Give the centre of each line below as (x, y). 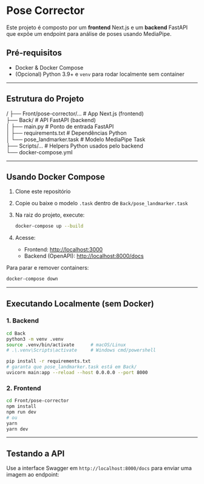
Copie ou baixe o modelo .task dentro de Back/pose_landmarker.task (101, 203)
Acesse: (25, 238)
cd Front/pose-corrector (38, 401)
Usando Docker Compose (56, 177)
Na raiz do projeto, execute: (50, 215)
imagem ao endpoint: (33, 475)
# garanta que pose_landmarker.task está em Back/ (72, 367)
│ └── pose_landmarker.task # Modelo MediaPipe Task (76, 139)
